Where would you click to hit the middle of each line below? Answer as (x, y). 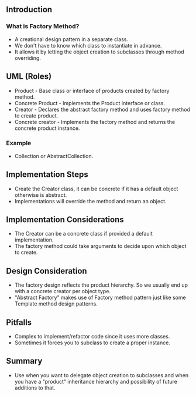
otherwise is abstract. (41, 195)
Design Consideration (47, 271)
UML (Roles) (29, 77)
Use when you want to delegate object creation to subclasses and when (102, 375)
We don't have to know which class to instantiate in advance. (88, 45)
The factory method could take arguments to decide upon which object (100, 246)
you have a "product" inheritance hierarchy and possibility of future (96, 381)
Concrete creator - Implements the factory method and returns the (95, 122)
